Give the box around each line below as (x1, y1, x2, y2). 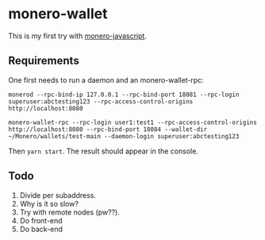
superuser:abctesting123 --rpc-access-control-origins (8, 97, 194, 106)
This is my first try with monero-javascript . (8, 31, 147, 41)
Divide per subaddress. (19, 190, 97, 199)
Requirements (8, 54, 79, 68)
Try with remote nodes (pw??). (19, 207, 121, 217)
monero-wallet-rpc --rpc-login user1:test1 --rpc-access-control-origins (8, 118, 258, 126)
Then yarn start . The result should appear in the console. (8, 146, 198, 156)
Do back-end (19, 224, 63, 234)
